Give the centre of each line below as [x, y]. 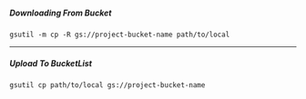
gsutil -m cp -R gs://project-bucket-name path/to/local [120, 35]
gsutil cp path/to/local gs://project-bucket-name [107, 85]
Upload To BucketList [51, 63]
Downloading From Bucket [61, 13]
